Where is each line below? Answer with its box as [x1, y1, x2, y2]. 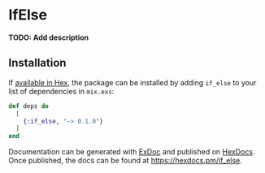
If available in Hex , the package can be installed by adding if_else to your [8, 77, 257, 87]
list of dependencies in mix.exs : [8, 86, 115, 96]
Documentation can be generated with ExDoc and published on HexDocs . [8, 147, 255, 157]
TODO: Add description [8, 32, 89, 42]
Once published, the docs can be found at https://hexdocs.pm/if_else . [8, 156, 242, 166]
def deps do [8, 102, 49, 110]
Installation [8, 56, 67, 70]
